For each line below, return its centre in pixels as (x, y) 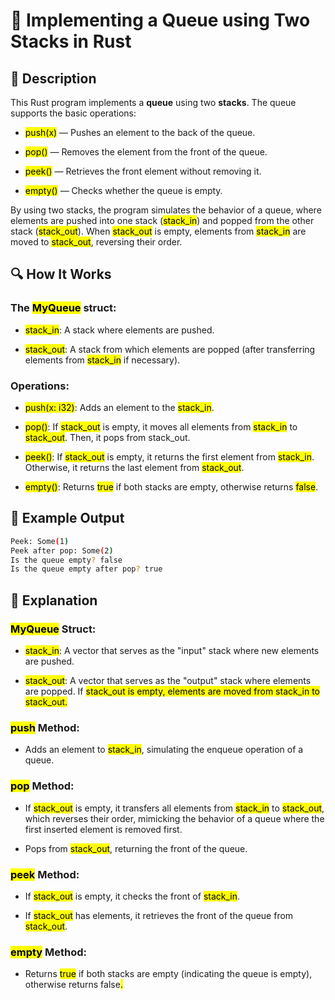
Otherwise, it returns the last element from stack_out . (134, 467)
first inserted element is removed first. (103, 829)
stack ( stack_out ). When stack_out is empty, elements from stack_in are (158, 231)
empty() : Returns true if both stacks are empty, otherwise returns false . (171, 486)
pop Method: (42, 786)
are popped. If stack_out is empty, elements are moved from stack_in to (172, 691)
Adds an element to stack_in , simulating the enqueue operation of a (164, 750)
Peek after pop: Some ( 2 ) (62, 550)
